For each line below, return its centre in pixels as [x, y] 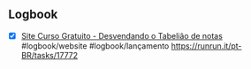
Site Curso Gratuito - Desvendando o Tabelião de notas [122, 35]
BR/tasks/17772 [49, 55]
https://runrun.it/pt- [206, 46]
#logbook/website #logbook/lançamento [95, 46]
